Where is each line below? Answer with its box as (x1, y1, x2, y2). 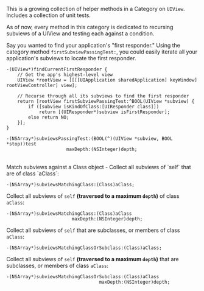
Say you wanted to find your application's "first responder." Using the (6, 42, 181, 49)
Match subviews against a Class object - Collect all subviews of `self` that (6, 164, 191, 170)
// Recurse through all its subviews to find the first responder (17, 93, 189, 99)
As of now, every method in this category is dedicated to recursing (6, 24, 174, 30)
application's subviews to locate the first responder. (6, 55, 136, 61)
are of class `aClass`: (6, 170, 59, 177)
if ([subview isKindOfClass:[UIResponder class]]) (28, 103, 160, 110)
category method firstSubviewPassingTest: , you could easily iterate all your (6, 48, 198, 55)
